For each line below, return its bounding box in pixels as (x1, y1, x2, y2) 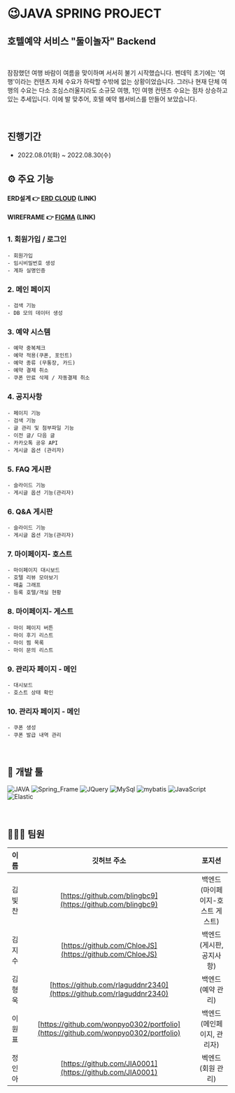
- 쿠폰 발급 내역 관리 (7, 732, 62, 739)
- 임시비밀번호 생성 (7, 260, 55, 267)
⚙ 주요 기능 (7, 174, 55, 185)
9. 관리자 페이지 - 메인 (7, 664, 77, 674)
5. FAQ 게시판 (7, 464, 52, 474)
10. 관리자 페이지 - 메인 (7, 706, 80, 716)
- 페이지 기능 (7, 409, 41, 416)
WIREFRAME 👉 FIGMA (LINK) (7, 213, 96, 222)
